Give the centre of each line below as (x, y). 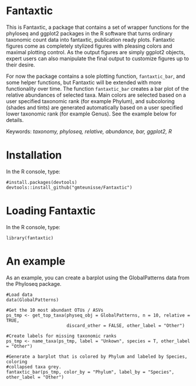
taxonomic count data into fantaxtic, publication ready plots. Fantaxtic (90, 39)
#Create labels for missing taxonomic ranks (61, 336)
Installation (34, 155)
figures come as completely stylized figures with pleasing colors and (89, 46)
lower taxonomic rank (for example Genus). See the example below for (92, 114)
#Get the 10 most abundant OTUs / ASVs (55, 310)
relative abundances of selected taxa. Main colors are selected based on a (96, 95)
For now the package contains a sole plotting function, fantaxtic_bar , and (96, 76)
